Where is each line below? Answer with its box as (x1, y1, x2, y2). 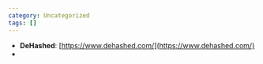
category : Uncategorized (8, 11, 90, 20)
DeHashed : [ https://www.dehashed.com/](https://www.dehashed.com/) (19, 40, 255, 50)
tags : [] (8, 19, 37, 27)
